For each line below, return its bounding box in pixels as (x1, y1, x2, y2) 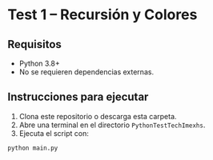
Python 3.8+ (18, 58, 61, 68)
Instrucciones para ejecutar (7, 90, 149, 104)
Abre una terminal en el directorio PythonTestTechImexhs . (18, 120, 206, 130)
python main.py (7, 144, 58, 152)
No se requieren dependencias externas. (18, 67, 154, 77)
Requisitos (7, 38, 62, 51)
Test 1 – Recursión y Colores (7, 6, 198, 24)
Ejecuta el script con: (18, 128, 89, 138)
